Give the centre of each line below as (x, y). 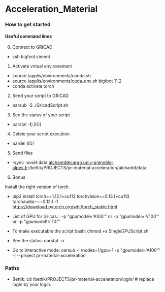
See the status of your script (41, 115)
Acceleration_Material (51, 9)
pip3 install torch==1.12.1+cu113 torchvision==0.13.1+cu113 (71, 196)
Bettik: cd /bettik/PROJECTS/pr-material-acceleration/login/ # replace (83, 279)
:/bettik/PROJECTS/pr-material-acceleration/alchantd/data (87, 168)
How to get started (28, 25)
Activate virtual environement (42, 66)
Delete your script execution (41, 134)
